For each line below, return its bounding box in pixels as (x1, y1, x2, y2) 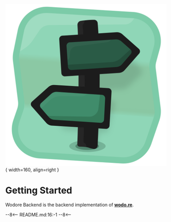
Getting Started (5, 184, 73, 196)
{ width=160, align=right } (5, 166, 59, 173)
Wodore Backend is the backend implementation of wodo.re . (5, 201, 134, 208)
